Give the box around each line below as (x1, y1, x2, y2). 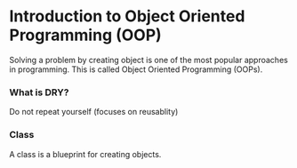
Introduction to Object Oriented (9, 6, 245, 27)
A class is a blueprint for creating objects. (9, 148, 162, 159)
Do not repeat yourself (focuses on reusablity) (9, 107, 179, 117)
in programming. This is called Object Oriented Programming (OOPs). (9, 64, 263, 75)
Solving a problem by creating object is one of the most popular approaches (9, 54, 289, 65)
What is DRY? (9, 86, 69, 99)
